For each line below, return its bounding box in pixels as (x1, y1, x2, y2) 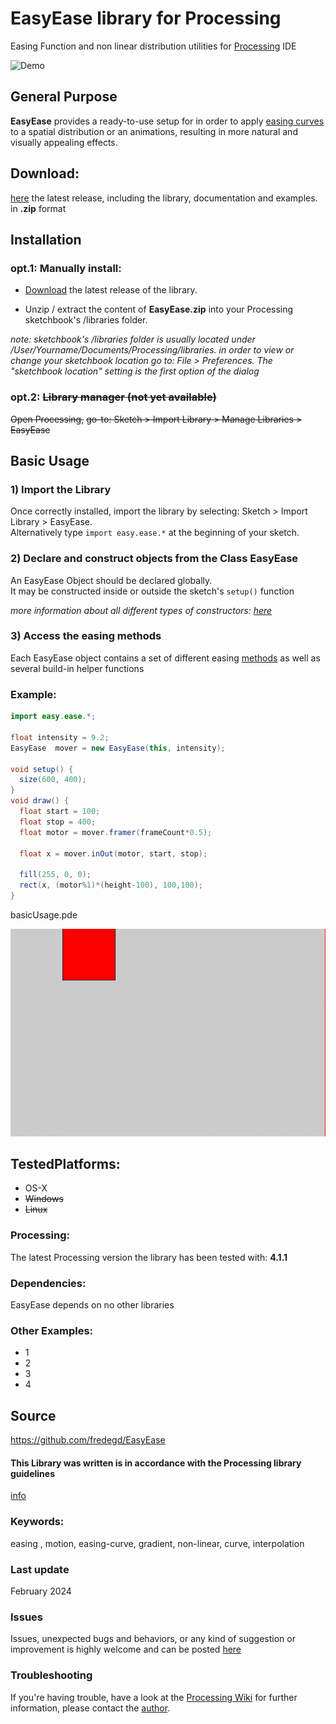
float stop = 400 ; (19, 817, 97, 827)
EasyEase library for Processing (10, 7, 282, 30)
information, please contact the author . (10, 1702, 171, 1714)
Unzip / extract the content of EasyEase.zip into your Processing (24, 303, 294, 316)
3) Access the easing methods (10, 629, 162, 643)
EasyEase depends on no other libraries (10, 1299, 175, 1311)
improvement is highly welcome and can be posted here (10, 1643, 242, 1656)
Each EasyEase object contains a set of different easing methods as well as (10, 652, 321, 664)
